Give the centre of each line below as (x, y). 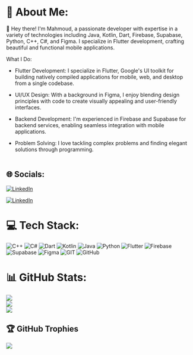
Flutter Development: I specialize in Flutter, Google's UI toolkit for (94, 70)
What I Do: (19, 59)
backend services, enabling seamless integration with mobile (89, 125)
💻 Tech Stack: (43, 225)
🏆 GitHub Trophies (42, 329)
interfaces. (28, 107)
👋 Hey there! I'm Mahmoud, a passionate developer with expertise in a (92, 29)
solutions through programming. (54, 149)
